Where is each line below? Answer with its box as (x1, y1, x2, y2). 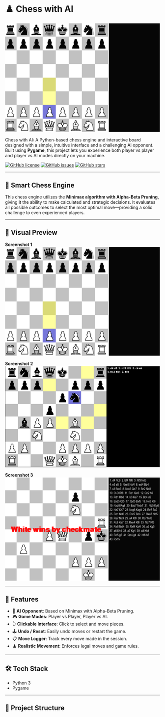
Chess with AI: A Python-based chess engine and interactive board (5, 137, 141, 143)
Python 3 (12, 680, 31, 686)
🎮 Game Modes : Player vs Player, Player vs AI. (12, 614, 108, 620)
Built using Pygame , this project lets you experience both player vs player (5, 147, 155, 153)
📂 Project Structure (5, 704, 65, 712)
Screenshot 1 (5, 241, 32, 248)
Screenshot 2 (5, 361, 33, 366)
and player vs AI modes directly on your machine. (5, 153, 106, 159)
